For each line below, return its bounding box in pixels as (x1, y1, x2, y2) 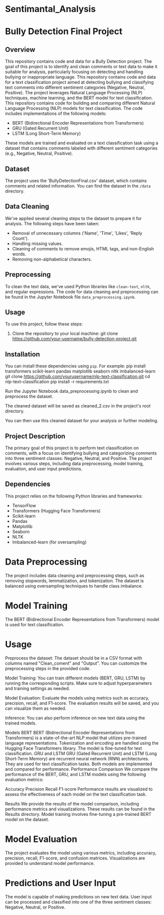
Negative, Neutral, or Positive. (5, 904, 66, 910)
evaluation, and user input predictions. (5, 466, 83, 472)
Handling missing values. (12, 241, 63, 246)
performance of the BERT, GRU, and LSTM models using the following (5, 771, 146, 777)
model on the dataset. (5, 816, 49, 822)
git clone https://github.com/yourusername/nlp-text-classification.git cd (5, 374, 150, 379)
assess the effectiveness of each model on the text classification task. (5, 791, 147, 797)
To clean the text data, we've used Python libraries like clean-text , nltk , (5, 283, 151, 289)
